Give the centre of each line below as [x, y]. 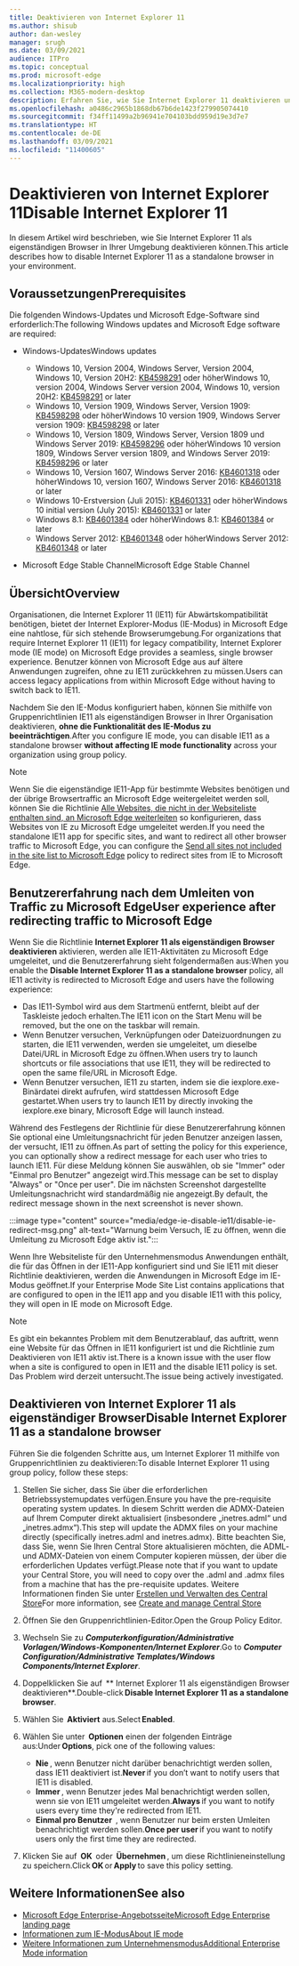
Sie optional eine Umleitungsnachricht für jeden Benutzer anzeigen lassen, [146, 1137]
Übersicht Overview [65, 593]
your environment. [43, 266]
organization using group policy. [68, 755]
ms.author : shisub [43, 26]
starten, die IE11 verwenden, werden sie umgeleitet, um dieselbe [140, 1044]
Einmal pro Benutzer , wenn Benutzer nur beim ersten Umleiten [153, 1819]
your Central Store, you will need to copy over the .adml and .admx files [153, 1575]
